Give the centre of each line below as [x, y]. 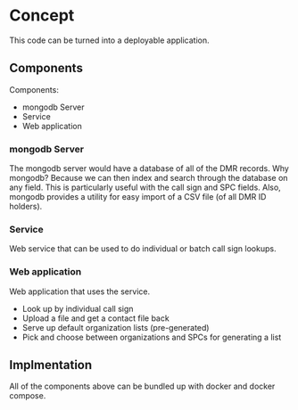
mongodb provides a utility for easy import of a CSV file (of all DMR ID [138, 197]
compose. [28, 396]
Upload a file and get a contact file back [95, 318]
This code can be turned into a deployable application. [109, 40]
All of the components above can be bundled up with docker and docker [142, 386]
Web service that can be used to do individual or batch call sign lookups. [143, 249]
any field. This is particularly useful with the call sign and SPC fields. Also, [145, 187]
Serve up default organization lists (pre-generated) [116, 327]
